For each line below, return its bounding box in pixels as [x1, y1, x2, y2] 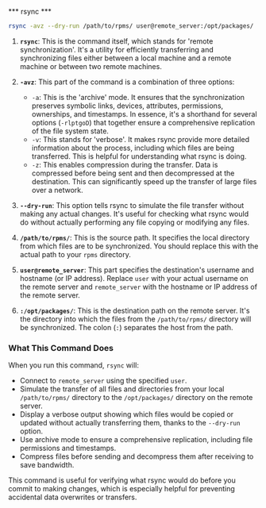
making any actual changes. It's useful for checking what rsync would [19, 209, 249, 218]
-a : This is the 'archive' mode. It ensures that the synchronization [31, 92, 245, 102]
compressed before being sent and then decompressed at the [31, 168, 235, 178]
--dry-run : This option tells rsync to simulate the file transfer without [19, 200, 245, 210]
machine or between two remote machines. [19, 61, 163, 71]
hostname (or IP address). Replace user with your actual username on [19, 273, 249, 283]
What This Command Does [8, 342, 114, 353]
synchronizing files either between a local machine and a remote [19, 53, 232, 63]
